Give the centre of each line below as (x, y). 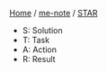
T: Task (36, 40)
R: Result (39, 59)
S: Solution (42, 30)
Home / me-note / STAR (53, 13)
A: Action (39, 49)
